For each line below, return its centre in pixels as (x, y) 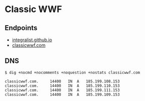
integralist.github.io (32, 40)
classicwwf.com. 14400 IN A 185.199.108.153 (62, 81)
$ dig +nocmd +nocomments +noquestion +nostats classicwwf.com (72, 72)
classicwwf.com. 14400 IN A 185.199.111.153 (62, 90)
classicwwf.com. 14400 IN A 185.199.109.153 (62, 94)
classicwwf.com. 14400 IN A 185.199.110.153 (62, 86)
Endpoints (21, 28)
